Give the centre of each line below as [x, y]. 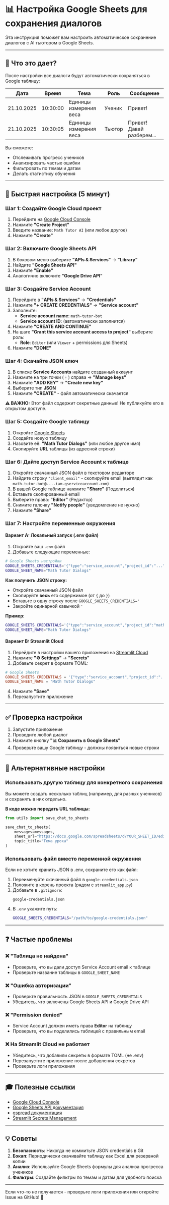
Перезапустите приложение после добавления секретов [74, 1060]
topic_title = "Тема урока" [41, 841]
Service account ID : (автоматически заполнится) [72, 321]
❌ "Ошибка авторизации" [38, 985]
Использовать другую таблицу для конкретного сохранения [84, 783]
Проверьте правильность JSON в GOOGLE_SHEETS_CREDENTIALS [77, 997]
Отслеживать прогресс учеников [48, 157]
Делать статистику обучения [44, 174]
